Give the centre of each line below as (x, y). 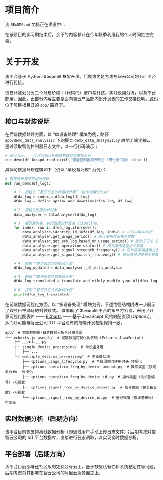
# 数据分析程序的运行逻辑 (27, 179)
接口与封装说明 (27, 122)
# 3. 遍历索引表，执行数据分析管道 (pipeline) (57, 223)
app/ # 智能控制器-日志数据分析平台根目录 (44, 332)
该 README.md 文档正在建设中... (35, 24)
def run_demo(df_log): (28, 184)
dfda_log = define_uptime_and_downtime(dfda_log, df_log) (73, 201)
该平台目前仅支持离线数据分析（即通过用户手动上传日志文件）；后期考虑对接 (81, 431)
